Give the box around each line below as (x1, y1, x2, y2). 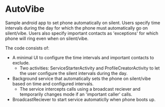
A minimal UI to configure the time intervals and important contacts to (12, 54, 154, 60)
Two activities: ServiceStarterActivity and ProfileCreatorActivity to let (19, 65, 160, 71)
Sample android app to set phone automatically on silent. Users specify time (5, 20, 161, 26)
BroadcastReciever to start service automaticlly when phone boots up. (12, 96, 156, 102)
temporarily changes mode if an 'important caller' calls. (19, 91, 132, 97)
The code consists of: (5, 45, 49, 51)
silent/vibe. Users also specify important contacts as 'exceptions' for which (5, 30, 159, 36)
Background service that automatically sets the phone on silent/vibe (12, 75, 151, 81)
